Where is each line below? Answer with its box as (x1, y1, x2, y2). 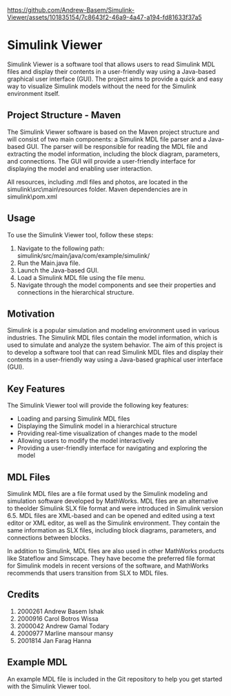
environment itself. (7, 89, 60, 97)
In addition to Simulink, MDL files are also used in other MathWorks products (7, 547, 225, 555)
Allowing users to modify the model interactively (17, 437, 154, 445)
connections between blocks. (7, 534, 91, 541)
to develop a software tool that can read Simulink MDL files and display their (7, 348, 224, 357)
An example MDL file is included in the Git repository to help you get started (7, 675, 223, 683)
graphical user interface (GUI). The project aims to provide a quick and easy (7, 74, 223, 83)
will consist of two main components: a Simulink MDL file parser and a (7, 135, 207, 143)
